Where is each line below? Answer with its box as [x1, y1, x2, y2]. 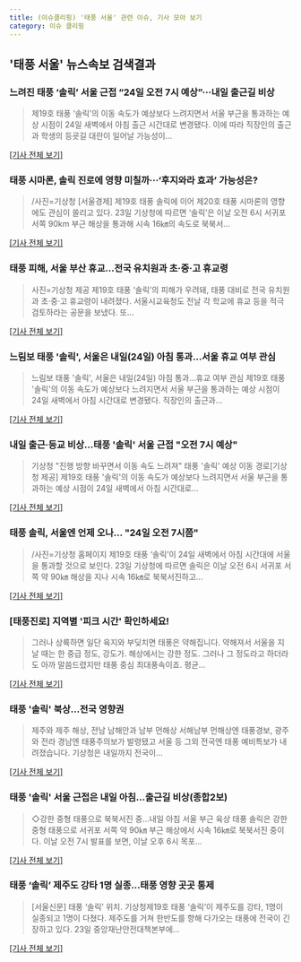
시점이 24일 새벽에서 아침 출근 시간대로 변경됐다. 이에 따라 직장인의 [40, 119, 276, 130]
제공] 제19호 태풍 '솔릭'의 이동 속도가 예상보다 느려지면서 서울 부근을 [40, 472, 279, 482]
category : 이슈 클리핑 [9, 22, 85, 30]
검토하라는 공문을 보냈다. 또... [30, 307, 134, 317]
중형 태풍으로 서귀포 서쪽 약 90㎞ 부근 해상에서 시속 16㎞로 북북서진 [30, 824, 269, 835]
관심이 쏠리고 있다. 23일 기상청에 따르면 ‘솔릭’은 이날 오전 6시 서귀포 [47, 207, 287, 218]
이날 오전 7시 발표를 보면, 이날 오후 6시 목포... [43, 836, 202, 846]
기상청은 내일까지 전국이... [72, 748, 163, 758]
